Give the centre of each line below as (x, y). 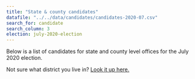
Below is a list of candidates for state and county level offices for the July (97, 51)
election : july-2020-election (44, 34)
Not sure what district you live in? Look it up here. (68, 69)
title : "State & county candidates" (52, 12)
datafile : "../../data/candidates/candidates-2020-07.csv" (82, 17)
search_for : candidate (35, 23)
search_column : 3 (28, 29)
